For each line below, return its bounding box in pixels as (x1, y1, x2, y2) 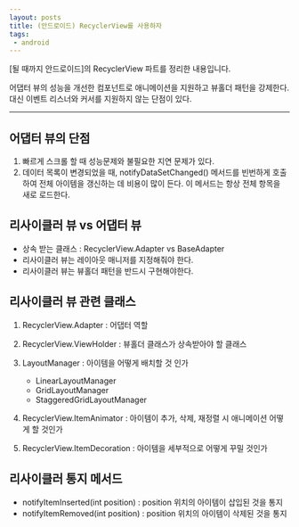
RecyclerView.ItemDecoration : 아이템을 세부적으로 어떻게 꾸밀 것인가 (21, 442, 269, 453)
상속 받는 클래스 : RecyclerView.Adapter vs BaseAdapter (21, 243, 225, 254)
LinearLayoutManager (35, 375, 117, 386)
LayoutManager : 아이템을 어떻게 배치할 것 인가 (21, 358, 189, 368)
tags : (9, 29, 29, 38)
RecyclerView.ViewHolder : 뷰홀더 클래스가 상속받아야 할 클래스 (21, 338, 247, 349)
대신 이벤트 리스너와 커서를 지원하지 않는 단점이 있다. (9, 94, 192, 104)
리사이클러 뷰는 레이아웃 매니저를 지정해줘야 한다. (21, 254, 194, 265)
